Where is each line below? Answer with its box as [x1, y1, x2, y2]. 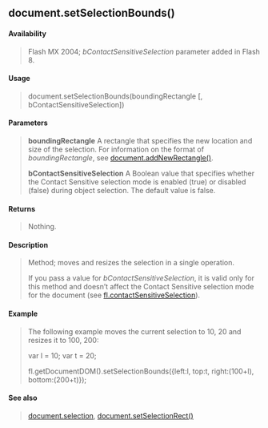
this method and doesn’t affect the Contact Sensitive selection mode [27, 282, 254, 292]
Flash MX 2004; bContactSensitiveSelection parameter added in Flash [27, 46, 260, 56]
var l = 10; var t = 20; [27, 350, 98, 360]
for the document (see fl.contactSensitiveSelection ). [27, 290, 201, 300]
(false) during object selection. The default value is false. [27, 186, 216, 195]
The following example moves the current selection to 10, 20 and [27, 326, 242, 336]
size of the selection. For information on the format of [27, 144, 205, 154]
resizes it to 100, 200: [27, 335, 99, 345]
